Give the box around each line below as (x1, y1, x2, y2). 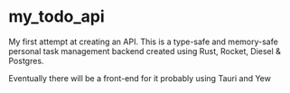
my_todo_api (8, 6, 105, 27)
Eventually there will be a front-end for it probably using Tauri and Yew (8, 72, 272, 83)
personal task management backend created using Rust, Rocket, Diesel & (8, 45, 282, 56)
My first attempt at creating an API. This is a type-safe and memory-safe (8, 36, 279, 47)
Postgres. (8, 55, 44, 66)
